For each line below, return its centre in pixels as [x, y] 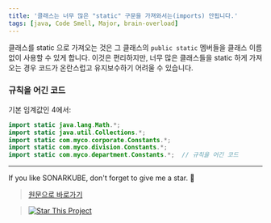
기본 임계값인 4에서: [40, 109]
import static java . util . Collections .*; [77, 133]
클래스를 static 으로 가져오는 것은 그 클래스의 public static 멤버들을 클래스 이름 [135, 47]
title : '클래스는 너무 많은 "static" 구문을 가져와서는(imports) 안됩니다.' [123, 16]
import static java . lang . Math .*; [65, 125]
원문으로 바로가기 [55, 195]
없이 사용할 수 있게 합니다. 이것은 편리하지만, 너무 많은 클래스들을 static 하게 [128, 57]
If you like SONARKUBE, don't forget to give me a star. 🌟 [102, 178]
